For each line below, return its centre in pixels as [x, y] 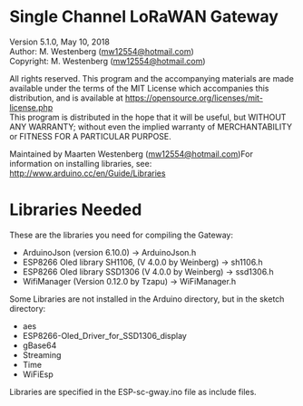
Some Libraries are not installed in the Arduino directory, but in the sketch [147, 299]
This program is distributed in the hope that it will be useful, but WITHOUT [148, 117]
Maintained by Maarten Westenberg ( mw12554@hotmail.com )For [132, 154]
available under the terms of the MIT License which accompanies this [139, 88]
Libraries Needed [76, 210]
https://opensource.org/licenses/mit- [194, 98]
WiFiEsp [38, 374]
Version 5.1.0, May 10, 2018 [60, 42]
